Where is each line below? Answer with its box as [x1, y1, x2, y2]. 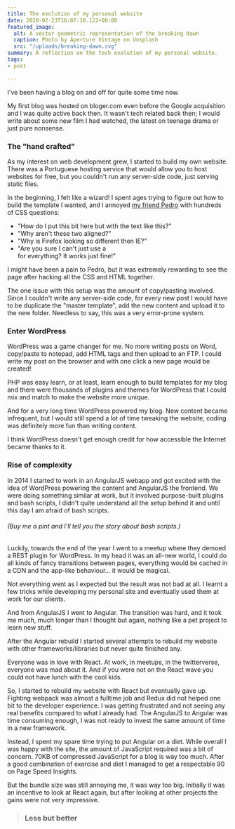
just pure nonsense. [7, 124, 65, 132]
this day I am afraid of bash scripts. [7, 506, 109, 515]
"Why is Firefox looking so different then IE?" [17, 237, 147, 245]
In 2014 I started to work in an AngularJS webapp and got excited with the [7, 476, 221, 484]
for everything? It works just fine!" [17, 251, 116, 260]
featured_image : [7, 23, 55, 30]
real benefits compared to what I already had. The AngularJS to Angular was [7, 708, 228, 717]
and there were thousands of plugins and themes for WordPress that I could [7, 385, 227, 394]
